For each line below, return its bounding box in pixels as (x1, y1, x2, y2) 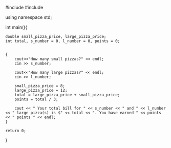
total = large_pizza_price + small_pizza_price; (14, 92, 120, 97)
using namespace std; (5, 14, 52, 20)
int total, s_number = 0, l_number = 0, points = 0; (5, 38, 120, 44)
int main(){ (5, 24, 28, 30)
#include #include (5, 5, 44, 10)
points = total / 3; (14, 97, 58, 102)
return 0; (5, 128, 27, 133)
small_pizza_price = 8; (14, 83, 66, 89)
